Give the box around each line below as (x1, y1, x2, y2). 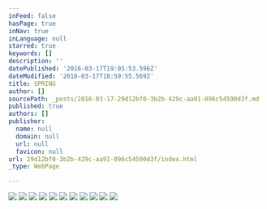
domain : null (15, 132, 60, 140)
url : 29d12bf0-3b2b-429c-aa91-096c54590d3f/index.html (8, 155, 198, 163)
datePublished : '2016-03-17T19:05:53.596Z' (8, 65, 158, 73)
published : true (8, 102, 63, 110)
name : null (15, 125, 53, 133)
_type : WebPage (8, 163, 60, 171)
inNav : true (8, 27, 49, 35)
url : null (15, 139, 49, 148)
